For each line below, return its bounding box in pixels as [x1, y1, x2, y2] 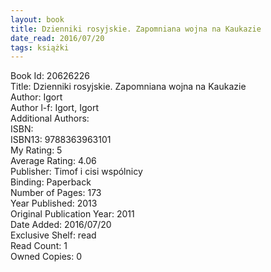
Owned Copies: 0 [10, 251, 83, 263]
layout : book [10, 14, 65, 25]
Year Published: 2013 [10, 197, 98, 210]
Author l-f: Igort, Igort [10, 102, 99, 114]
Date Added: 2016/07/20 [10, 219, 112, 231]
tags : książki [10, 42, 70, 53]
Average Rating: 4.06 [10, 155, 97, 167]
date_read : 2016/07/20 [10, 33, 105, 43]
